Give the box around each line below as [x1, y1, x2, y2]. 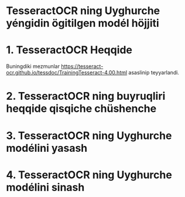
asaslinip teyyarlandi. [128, 69, 180, 76]
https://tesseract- [61, 63, 104, 70]
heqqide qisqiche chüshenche [6, 102, 157, 116]
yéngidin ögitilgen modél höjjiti [6, 16, 159, 30]
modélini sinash [6, 181, 85, 194]
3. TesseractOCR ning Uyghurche [6, 129, 172, 142]
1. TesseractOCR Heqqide [6, 43, 133, 57]
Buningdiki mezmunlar [6, 63, 60, 70]
